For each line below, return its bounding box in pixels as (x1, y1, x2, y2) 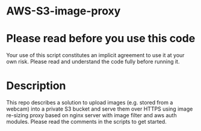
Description (6, 79, 66, 93)
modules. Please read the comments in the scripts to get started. (6, 118, 167, 126)
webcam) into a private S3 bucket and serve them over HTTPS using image (6, 105, 193, 112)
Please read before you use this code (6, 32, 196, 46)
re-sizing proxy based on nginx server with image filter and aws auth (6, 112, 177, 119)
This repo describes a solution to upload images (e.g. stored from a (6, 99, 173, 106)
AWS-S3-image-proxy (6, 4, 121, 18)
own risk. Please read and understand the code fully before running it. (6, 58, 180, 65)
